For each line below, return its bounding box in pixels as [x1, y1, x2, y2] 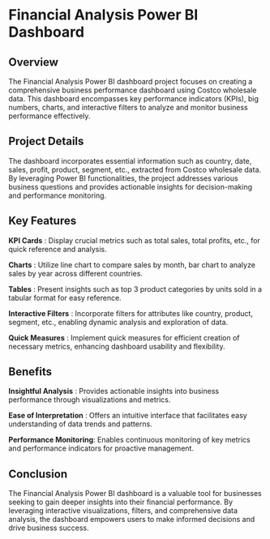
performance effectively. [8, 111, 91, 121]
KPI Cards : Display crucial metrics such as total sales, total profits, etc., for [8, 235, 261, 245]
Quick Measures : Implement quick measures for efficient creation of [8, 332, 240, 342]
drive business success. [8, 523, 89, 533]
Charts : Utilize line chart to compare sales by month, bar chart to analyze [8, 259, 255, 269]
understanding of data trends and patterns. [8, 419, 152, 429]
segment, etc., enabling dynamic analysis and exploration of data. [8, 317, 229, 327]
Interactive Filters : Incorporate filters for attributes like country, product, [8, 308, 254, 318]
